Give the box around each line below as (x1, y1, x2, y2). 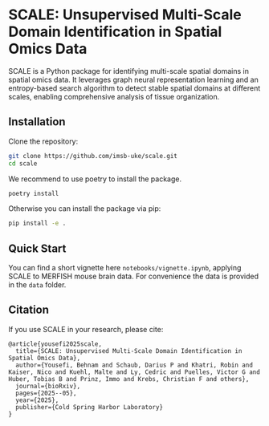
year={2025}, (15, 396, 59, 404)
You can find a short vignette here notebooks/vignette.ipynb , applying (8, 263, 242, 273)
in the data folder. (8, 280, 67, 290)
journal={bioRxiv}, (15, 382, 81, 390)
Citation (8, 303, 50, 317)
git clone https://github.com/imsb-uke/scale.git (8, 152, 178, 160)
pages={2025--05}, (15, 389, 78, 397)
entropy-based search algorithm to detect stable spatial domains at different (8, 83, 261, 93)
